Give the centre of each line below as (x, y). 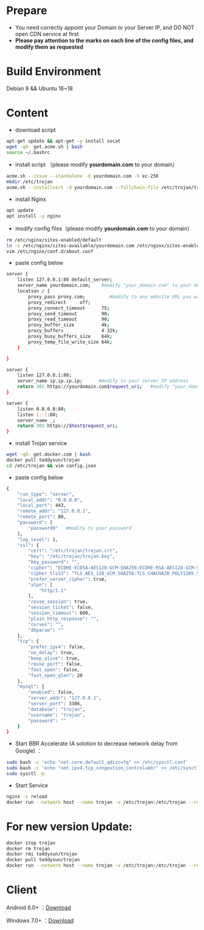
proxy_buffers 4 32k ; (73, 331)
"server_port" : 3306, (56, 704)
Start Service (32, 785)
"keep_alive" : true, (54, 658)
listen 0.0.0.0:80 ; (42, 409)
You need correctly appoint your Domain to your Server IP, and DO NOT (105, 27)
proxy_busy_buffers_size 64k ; (70, 336)
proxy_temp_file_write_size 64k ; (70, 342)
